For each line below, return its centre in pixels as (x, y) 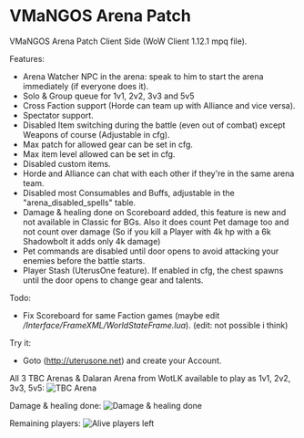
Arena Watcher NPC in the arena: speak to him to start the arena (143, 76)
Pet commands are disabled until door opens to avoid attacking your (151, 251)
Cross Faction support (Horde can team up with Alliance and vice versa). (159, 105)
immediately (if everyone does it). (86, 86)
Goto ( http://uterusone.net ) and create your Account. (122, 360)
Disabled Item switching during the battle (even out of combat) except (154, 125)
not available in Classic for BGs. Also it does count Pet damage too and (156, 222)
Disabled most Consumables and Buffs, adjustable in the (128, 193)
